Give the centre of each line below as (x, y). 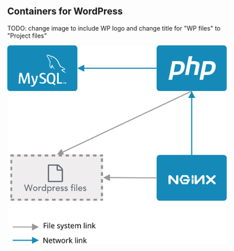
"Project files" (27, 35)
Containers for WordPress (65, 11)
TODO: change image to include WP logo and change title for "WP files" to (114, 28)
